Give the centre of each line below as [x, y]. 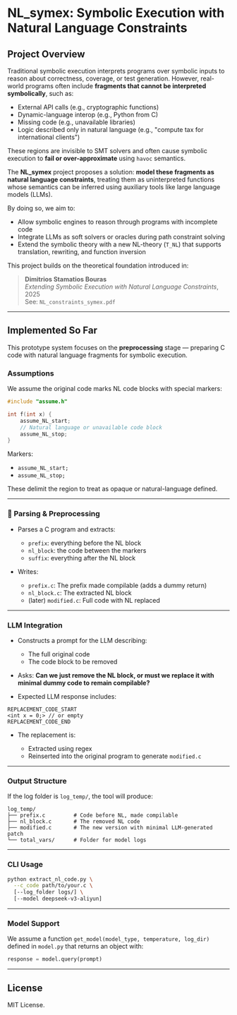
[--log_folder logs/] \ [48, 892]
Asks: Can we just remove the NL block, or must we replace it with [116, 675]
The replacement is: [47, 735]
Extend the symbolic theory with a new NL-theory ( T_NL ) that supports [119, 244]
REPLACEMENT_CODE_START [42, 709]
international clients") [49, 137]
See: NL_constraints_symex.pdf [70, 302]
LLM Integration [35, 625]
